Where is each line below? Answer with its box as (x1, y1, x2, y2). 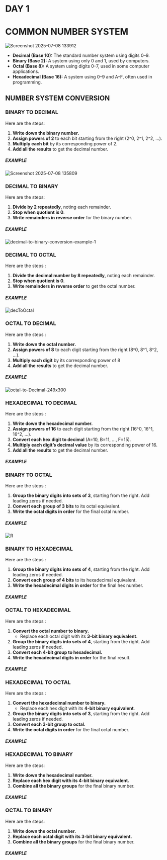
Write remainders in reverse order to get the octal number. (12, 283, 136, 289)
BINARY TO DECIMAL (5, 109, 59, 116)
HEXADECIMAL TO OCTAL (5, 678, 71, 685)
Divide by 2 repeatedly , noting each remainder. (12, 204, 112, 210)
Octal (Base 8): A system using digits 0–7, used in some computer (12, 63, 150, 69)
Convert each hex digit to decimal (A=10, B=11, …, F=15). (12, 436, 131, 443)
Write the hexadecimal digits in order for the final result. (12, 654, 131, 660)
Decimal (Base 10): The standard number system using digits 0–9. (12, 52, 150, 58)
